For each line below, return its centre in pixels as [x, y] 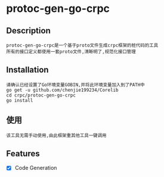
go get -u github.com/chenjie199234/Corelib [62, 90]
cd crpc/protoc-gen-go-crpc [41, 95]
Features [23, 154]
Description [28, 31]
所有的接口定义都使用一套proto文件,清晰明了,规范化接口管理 [71, 52]
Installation [27, 70]
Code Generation [36, 168]
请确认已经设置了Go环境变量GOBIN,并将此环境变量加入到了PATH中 [75, 85]
